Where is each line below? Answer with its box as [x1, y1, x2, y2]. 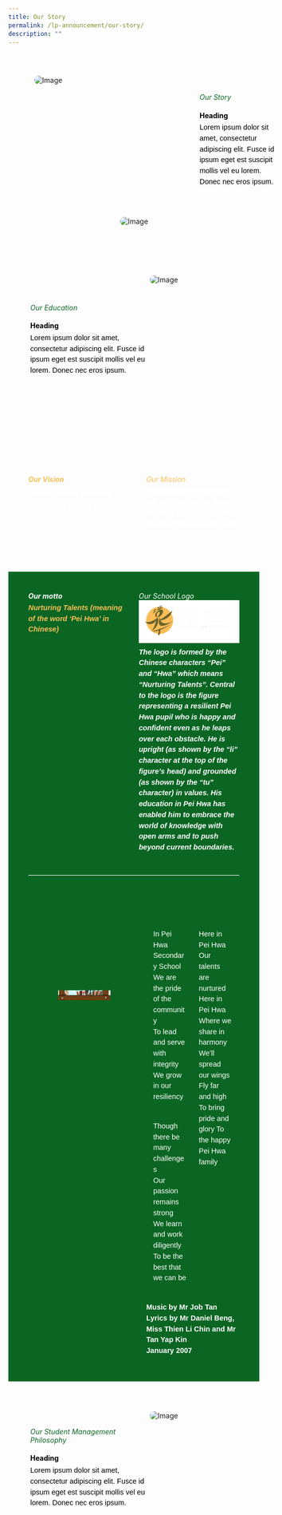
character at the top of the [139, 756, 229, 765]
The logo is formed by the [139, 647, 227, 656]
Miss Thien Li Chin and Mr [146, 1324, 237, 1333]
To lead [152, 1026, 177, 1036]
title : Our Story [8, 13, 66, 21]
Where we [198, 1016, 232, 1025]
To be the [152, 1252, 183, 1260]
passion [152, 1186, 178, 1196]
